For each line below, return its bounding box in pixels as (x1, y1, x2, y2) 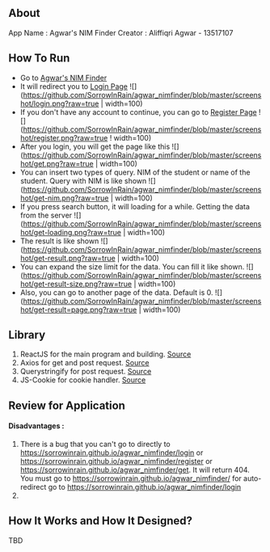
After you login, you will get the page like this (19, 141, 171, 151)
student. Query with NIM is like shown (19, 175, 147, 185)
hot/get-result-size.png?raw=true (19, 279, 133, 289)
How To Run (8, 52, 70, 65)
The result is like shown (19, 236, 99, 246)
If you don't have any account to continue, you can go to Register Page (19, 107, 257, 116)
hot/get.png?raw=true (19, 158, 95, 168)
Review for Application (8, 398, 125, 412)
